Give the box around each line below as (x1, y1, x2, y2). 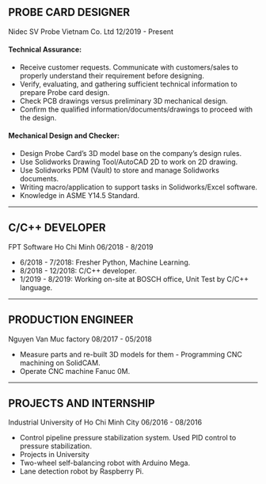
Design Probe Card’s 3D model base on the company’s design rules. (19, 149, 242, 158)
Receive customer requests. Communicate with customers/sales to (19, 62, 239, 72)
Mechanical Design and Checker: (8, 131, 120, 140)
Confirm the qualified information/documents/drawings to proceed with (19, 105, 253, 114)
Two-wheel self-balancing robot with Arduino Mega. (19, 458, 191, 468)
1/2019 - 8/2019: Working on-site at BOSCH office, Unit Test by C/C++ (19, 274, 249, 284)
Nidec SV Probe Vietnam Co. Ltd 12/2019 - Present (8, 26, 174, 36)
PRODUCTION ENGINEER (8, 313, 134, 326)
